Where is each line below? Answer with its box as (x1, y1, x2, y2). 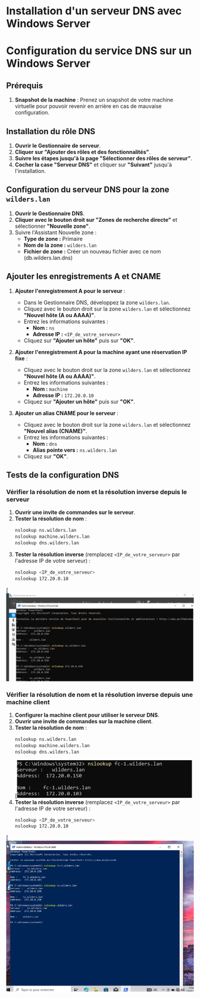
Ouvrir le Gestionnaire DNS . (14, 210, 85, 217)
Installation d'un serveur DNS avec (6, 4, 182, 18)
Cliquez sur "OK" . (23, 452, 68, 460)
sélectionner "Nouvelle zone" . (14, 222, 90, 230)
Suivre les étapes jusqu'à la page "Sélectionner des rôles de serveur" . (14, 155, 192, 162)
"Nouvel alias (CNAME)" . (23, 427, 87, 435)
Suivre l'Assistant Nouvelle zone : (14, 228, 97, 236)
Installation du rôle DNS (6, 126, 95, 137)
